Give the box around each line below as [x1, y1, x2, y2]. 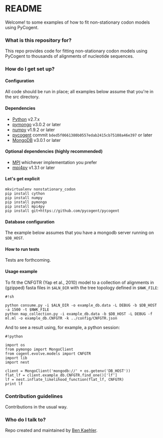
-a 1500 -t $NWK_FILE [5, 307, 50, 312]
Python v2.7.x [12, 116, 40, 122]
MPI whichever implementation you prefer [12, 159, 97, 165]
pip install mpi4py [5, 204, 45, 209]
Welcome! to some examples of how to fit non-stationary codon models [5, 19, 150, 25]
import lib [5, 355, 27, 360]
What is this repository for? [5, 36, 72, 43]
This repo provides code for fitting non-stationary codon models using [5, 48, 148, 54]
